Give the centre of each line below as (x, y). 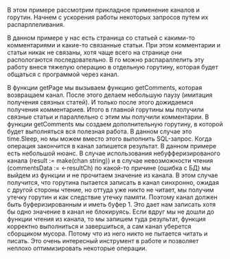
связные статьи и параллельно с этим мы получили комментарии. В (108, 117)
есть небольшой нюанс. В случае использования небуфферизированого (114, 153)
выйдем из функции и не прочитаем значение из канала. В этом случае (113, 175)
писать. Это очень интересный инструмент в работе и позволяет (103, 241)
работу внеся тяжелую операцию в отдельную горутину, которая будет (113, 67)
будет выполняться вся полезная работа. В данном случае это (100, 131)
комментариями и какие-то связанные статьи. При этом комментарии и (114, 45)
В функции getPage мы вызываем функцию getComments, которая (105, 88)
